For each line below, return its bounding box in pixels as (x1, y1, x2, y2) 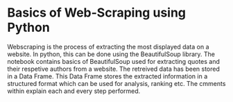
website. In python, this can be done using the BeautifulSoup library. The (7, 50, 215, 58)
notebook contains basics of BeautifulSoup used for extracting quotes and (7, 57, 221, 65)
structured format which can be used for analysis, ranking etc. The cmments (7, 79, 226, 87)
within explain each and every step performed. (7, 87, 141, 95)
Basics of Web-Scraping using (7, 5, 186, 21)
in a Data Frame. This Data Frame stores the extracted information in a (7, 71, 208, 80)
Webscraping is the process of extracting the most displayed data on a (7, 42, 209, 51)
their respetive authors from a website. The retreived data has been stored (7, 65, 221, 73)
